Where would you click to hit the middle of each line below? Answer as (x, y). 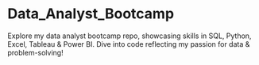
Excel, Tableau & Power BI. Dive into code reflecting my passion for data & (129, 44)
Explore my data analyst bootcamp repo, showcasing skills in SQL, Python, (129, 36)
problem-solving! (36, 52)
